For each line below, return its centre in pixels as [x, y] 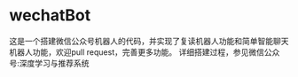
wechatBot [50, 15]
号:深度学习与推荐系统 [50, 63]
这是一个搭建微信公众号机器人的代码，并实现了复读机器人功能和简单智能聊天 [149, 41]
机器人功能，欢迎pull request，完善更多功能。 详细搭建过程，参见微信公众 [145, 52]
